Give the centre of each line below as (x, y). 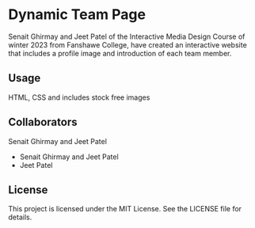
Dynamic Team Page (77, 15)
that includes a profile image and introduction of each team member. (120, 53)
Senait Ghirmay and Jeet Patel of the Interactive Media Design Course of (127, 36)
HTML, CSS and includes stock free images (79, 97)
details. (20, 217)
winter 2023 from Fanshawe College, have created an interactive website (127, 44)
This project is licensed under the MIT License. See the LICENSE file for (125, 209)
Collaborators (43, 122)
